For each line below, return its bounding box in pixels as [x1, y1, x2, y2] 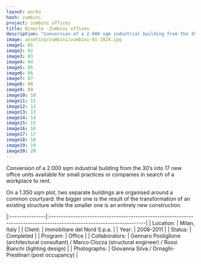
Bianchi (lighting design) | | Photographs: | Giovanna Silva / [6, 245, 151, 252]
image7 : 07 [6, 75, 33, 81]
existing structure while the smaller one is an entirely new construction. [6, 201, 182, 208]
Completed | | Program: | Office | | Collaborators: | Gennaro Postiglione [6, 232, 181, 239]
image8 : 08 [6, 81, 33, 87]
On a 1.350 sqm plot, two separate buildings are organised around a [6, 189, 173, 196]
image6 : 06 [6, 70, 33, 76]
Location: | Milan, [152, 219, 195, 226]
